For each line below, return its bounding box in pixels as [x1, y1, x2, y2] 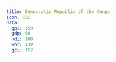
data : [6, 19, 20, 25]
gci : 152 [11, 47, 33, 53]
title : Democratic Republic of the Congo [6, 8, 111, 15]
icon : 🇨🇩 [6, 14, 31, 20]
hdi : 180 [11, 36, 33, 42]
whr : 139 [11, 42, 33, 48]
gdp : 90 [11, 31, 31, 37]
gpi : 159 [11, 25, 33, 31]
